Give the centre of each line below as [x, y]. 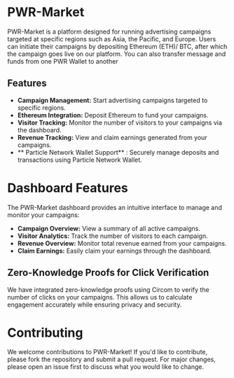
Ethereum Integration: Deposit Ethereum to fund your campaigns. [113, 115]
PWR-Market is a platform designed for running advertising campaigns [109, 31]
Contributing [45, 332]
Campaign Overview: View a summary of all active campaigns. [109, 228]
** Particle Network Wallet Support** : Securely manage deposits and [118, 152]
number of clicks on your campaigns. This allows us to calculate [100, 297]
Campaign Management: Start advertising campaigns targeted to [112, 100]
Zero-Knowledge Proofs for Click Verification [108, 273]
